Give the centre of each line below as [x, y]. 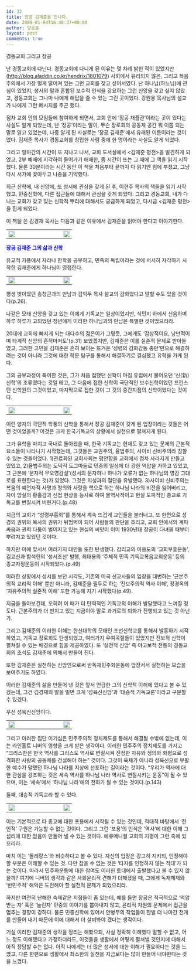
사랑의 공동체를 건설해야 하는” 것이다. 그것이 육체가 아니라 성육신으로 [100, 760]
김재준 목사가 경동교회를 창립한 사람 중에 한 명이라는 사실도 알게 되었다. [99, 139]
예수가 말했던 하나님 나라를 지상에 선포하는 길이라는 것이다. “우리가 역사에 [96, 768]
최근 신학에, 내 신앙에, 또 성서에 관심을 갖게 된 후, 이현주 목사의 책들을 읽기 [91, 186]
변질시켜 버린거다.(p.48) [49, 502]
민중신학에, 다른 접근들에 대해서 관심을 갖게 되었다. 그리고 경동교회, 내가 [100, 194]
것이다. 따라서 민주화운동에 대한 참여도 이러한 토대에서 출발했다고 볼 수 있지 [98, 870]
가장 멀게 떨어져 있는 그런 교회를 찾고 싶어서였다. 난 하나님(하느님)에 [104, 83]
